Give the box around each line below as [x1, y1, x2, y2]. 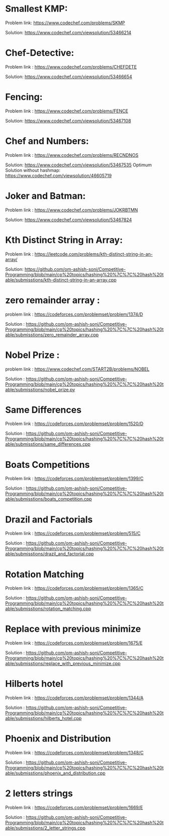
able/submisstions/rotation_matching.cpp [5, 606, 92, 612]
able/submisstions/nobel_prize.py [5, 386, 75, 392]
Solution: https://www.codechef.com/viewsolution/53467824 [5, 216, 132, 222]
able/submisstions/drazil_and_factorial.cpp [5, 551, 94, 557]
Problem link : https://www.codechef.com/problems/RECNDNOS [5, 152, 139, 158]
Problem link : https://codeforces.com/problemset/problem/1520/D [5, 421, 144, 427]
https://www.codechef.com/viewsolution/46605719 [5, 172, 112, 178]
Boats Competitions [5, 459, 90, 470]
